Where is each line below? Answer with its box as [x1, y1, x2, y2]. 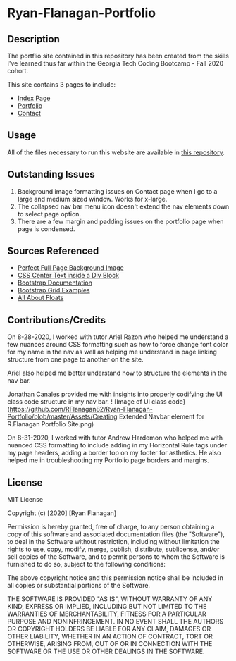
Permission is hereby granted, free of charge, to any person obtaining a [7, 523, 215, 531]
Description [7, 33, 60, 45]
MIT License [7, 495, 44, 504]
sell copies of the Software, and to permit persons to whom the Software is [7, 552, 225, 561]
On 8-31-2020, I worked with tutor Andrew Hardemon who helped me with [7, 433, 223, 442]
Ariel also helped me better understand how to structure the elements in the [7, 369, 228, 378]
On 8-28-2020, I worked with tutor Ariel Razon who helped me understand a [7, 333, 229, 341]
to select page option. [17, 209, 82, 218]
